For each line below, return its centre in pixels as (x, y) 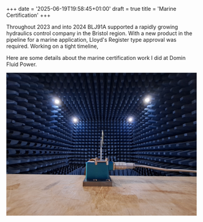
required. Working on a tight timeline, (52, 46)
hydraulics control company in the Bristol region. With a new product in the (99, 33)
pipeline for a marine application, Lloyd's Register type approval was (92, 40)
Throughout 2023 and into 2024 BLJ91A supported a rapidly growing (92, 27)
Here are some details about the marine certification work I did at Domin (96, 58)
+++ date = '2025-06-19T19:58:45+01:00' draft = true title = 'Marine (92, 9)
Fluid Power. (22, 64)
